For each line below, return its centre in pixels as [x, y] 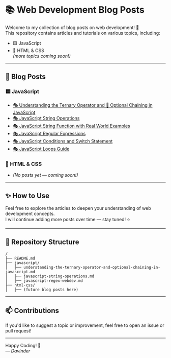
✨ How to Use [27, 196]
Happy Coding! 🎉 [23, 346]
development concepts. [30, 213]
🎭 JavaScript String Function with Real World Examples [72, 126]
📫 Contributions [32, 310]
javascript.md [20, 272]
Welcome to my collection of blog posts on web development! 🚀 [72, 27]
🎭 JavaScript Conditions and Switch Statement [63, 141]
